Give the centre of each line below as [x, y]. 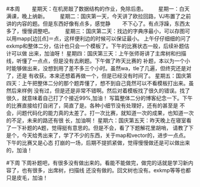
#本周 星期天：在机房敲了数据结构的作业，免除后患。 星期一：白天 [98, 9]
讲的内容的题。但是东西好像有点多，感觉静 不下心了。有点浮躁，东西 [96, 24]
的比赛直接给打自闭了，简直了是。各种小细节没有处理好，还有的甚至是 [92, 105]
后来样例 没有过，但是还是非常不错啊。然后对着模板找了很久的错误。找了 [101, 91]
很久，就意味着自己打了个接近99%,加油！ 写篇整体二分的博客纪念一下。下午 [100, 98]
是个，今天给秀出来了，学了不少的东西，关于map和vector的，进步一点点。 [98, 135]
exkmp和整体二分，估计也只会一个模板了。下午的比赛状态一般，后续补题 [95, 46]
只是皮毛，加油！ [27, 178]
